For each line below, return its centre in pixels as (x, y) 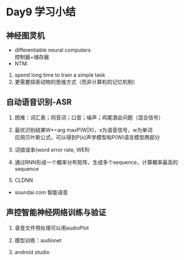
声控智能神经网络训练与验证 (56, 213)
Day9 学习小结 (41, 12)
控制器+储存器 (32, 57)
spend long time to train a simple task (60, 75)
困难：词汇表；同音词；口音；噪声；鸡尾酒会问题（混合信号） (89, 117)
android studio (32, 252)
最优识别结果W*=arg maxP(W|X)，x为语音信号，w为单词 (84, 130)
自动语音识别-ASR (39, 102)
